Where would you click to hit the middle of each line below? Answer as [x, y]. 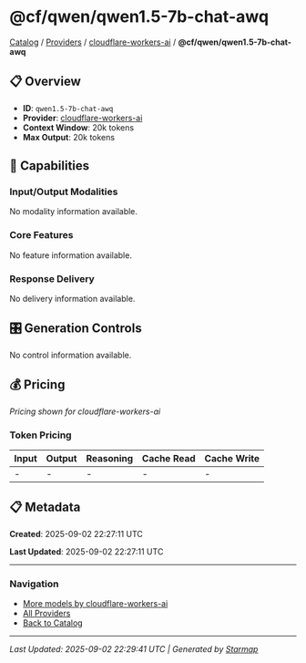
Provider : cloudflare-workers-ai [82, 118]
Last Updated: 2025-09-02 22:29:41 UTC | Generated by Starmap [134, 649]
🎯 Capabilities [50, 166]
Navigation [34, 584]
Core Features [41, 235]
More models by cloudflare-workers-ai [95, 604]
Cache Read [168, 458]
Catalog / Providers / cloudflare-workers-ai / [93, 42]
